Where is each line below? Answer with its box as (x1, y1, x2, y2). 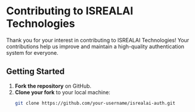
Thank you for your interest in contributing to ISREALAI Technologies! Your (6, 36, 190, 43)
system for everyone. (6, 49, 58, 56)
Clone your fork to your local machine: (14, 88, 110, 96)
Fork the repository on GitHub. (14, 82, 92, 89)
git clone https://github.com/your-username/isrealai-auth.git (14, 100, 176, 106)
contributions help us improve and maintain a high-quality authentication (6, 43, 185, 50)
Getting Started (6, 67, 65, 77)
